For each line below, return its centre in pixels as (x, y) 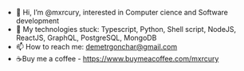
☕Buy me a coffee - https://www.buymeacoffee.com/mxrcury (117, 59)
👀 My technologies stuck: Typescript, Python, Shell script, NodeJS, (126, 29)
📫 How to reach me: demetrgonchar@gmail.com (96, 47)
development (37, 21)
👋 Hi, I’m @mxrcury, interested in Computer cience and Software (122, 12)
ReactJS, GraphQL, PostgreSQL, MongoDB (86, 37)
